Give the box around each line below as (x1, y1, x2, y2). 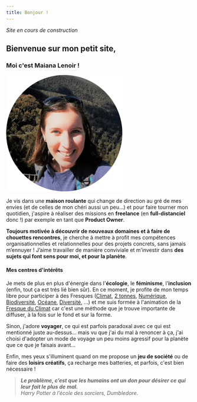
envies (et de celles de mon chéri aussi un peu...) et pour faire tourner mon (6, 204, 188, 211)
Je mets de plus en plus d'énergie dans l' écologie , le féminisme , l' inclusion (6, 280, 192, 287)
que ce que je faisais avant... (6, 341, 75, 348)
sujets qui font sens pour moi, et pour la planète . (6, 253, 127, 260)
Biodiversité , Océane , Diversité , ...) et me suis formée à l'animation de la (6, 299, 181, 306)
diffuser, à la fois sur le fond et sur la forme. (6, 311, 113, 318)
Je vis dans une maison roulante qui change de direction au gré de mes (6, 197, 182, 205)
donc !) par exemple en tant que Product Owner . (6, 216, 125, 223)
